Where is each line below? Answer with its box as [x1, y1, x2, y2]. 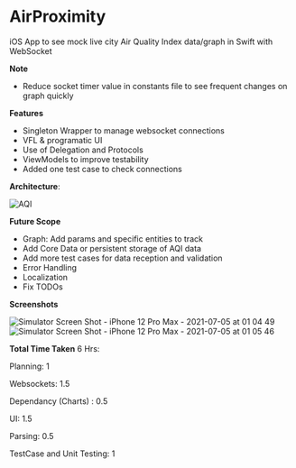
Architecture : [9, 180, 60, 191]
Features [9, 107, 43, 118]
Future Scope [9, 216, 61, 226]
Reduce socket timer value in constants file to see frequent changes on [22, 80, 288, 91]
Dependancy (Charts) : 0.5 [9, 395, 108, 407]
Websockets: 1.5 [9, 378, 70, 389]
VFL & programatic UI [22, 134, 103, 145]
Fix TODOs [22, 281, 63, 292]
